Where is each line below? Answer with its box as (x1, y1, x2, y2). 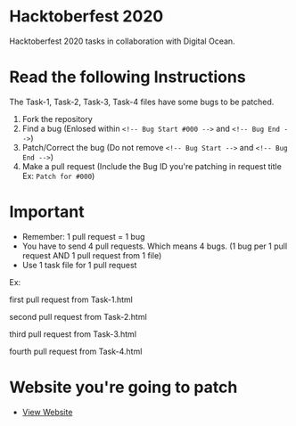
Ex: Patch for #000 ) (21, 170, 95, 181)
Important (9, 202, 85, 222)
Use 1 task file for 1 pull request (21, 259, 137, 270)
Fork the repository (21, 113, 94, 124)
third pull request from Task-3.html (9, 328, 136, 340)
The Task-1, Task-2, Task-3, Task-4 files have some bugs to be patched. (9, 96, 275, 107)
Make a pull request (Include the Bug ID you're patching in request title (21, 160, 283, 171)
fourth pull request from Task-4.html (9, 346, 143, 356)
